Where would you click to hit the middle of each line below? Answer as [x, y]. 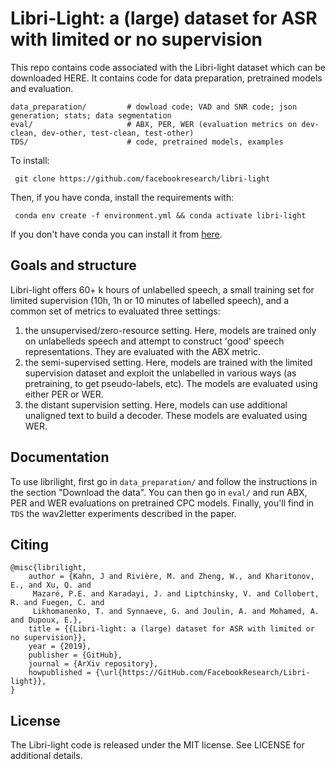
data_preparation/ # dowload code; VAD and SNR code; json [154, 107]
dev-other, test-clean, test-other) [118, 133]
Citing [29, 544]
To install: [30, 160]
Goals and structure [73, 265]
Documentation [60, 457]
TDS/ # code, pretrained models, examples [147, 142]
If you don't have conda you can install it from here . [116, 234]
